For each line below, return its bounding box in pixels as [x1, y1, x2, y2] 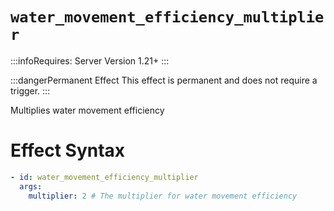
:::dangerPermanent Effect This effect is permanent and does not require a [10, 74, 318, 86]
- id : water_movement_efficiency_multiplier [10, 172, 199, 182]
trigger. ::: [10, 84, 51, 97]
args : [19, 181, 43, 192]
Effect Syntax [10, 139, 126, 162]
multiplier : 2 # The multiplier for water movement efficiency [28, 191, 298, 201]
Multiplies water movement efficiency [10, 104, 165, 116]
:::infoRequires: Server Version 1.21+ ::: [10, 54, 170, 67]
